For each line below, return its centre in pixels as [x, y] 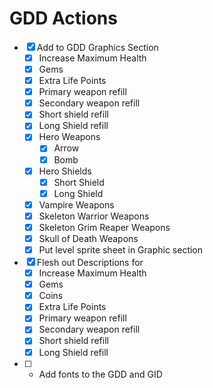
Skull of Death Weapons [88, 238]
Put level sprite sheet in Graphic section [121, 250]
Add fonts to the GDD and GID [100, 374]
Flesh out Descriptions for [90, 263]
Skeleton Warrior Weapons [94, 216]
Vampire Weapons [76, 204]
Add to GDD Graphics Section [97, 47]
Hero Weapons [69, 137]
